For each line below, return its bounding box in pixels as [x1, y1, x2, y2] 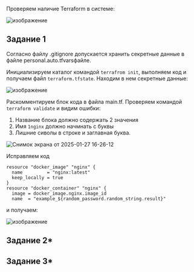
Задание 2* [6, 235, 53, 246]
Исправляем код [6, 152, 50, 159]
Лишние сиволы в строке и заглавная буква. [15, 129, 131, 136]
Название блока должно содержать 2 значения [15, 116, 139, 123]
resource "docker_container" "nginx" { [6, 185, 107, 191]
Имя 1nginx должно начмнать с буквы [15, 122, 114, 130]
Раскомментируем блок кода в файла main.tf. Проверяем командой [6, 98, 183, 105]
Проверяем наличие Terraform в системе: [6, 5, 115, 12]
